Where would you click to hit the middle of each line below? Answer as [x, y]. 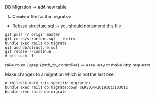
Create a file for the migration [42, 16]
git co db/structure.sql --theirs [40, 39]
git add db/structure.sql [31, 48]
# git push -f [20, 56]
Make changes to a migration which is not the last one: [60, 74]
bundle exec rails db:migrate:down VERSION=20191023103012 [66, 87]
